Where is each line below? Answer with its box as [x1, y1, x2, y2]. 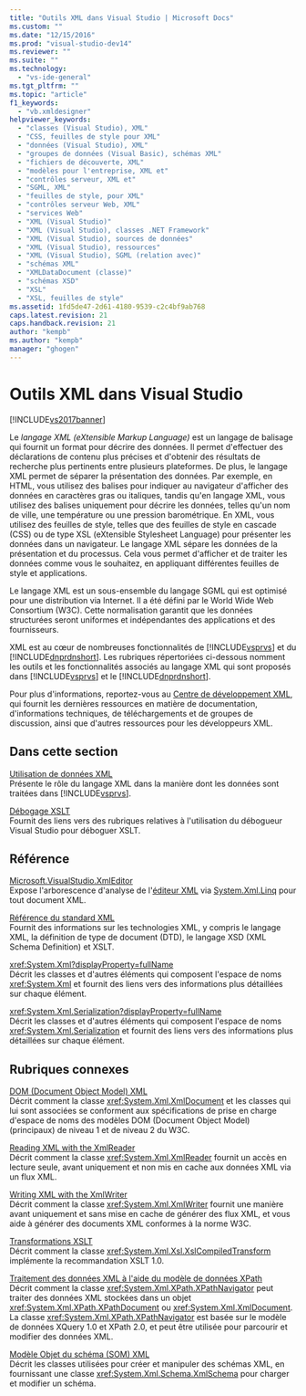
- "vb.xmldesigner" [17, 107, 92, 116]
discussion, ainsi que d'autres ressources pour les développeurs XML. [9, 718, 273, 729]
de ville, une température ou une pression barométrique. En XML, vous [9, 509, 275, 520]
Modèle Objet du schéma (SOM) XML [9, 1349, 150, 1360]
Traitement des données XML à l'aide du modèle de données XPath [9, 1273, 262, 1284]
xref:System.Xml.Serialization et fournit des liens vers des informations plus [9, 1025, 294, 1036]
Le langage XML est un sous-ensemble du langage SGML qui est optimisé [9, 585, 288, 596]
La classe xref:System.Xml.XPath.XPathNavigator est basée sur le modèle [9, 1312, 287, 1323]
